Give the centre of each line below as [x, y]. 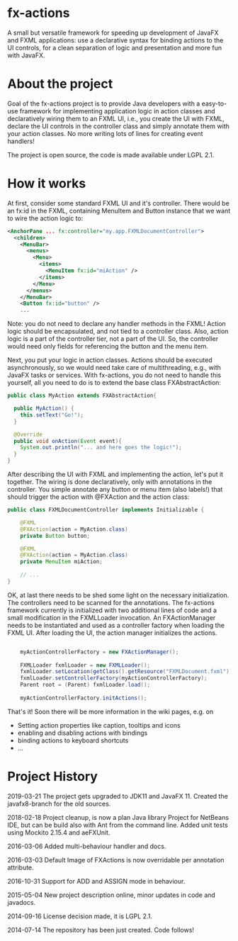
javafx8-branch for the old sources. [59, 804]
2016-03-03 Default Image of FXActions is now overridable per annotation [116, 860]
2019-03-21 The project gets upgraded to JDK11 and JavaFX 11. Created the [118, 796]
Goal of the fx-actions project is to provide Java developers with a [104, 103]
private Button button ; [55, 536]
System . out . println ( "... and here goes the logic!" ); [101, 448]
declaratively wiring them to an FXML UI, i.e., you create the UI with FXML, [116, 118]
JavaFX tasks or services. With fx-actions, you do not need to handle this [114, 375]
